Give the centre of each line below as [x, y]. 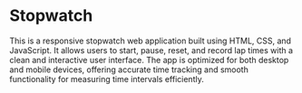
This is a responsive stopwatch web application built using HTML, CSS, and [151, 41]
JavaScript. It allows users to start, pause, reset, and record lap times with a [151, 50]
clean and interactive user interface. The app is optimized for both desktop [149, 60]
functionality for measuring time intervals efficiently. [107, 79]
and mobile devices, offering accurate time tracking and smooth [129, 70]
